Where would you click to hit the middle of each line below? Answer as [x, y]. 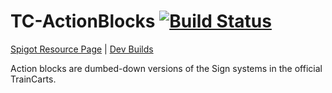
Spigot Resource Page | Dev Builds [82, 49]
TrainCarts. [33, 79]
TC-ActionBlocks [83, 21]
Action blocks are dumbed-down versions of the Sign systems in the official [166, 68]
